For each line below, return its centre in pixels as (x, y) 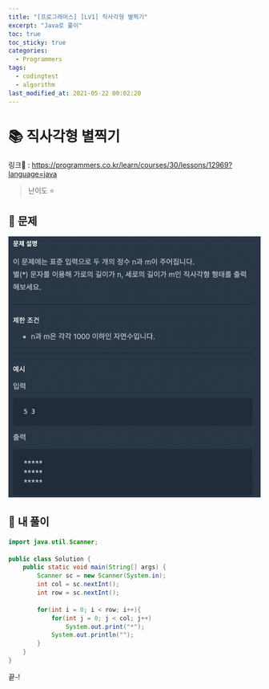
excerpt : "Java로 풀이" (45, 25)
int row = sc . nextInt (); (78, 593)
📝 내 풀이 (29, 522)
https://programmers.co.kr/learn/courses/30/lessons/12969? (132, 165)
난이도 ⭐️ (41, 191)
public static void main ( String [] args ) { (94, 567)
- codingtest (37, 76)
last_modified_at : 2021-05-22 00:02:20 (75, 93)
